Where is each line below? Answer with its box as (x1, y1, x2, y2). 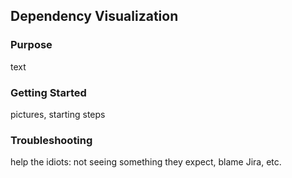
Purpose (10, 38, 53, 52)
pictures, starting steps (10, 108, 106, 120)
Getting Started (10, 85, 87, 99)
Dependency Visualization (10, 8, 179, 25)
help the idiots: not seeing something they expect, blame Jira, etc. (10, 156, 282, 168)
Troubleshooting (10, 133, 93, 147)
